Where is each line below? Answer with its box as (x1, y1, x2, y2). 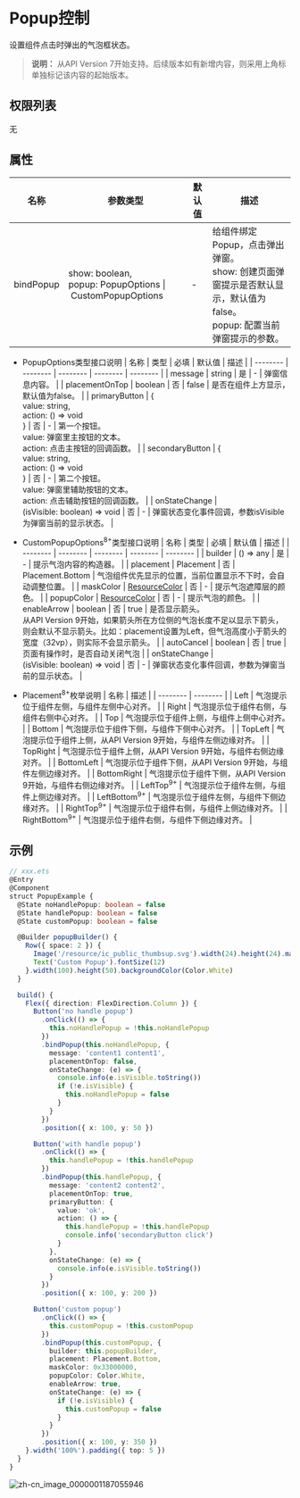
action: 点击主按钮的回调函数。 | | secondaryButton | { (21, 443, 221, 454)
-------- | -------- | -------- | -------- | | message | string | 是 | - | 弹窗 (21, 368, 280, 379)
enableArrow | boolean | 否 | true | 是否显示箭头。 (21, 603, 205, 614)
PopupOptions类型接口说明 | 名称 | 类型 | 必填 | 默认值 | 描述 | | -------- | (21, 356, 288, 367)
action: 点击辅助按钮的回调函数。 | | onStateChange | (21, 495, 218, 505)
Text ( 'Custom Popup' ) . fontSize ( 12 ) (32, 958, 166, 967)
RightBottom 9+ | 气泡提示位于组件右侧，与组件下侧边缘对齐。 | (21, 812, 253, 825)
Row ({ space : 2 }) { (25, 941, 102, 951)
